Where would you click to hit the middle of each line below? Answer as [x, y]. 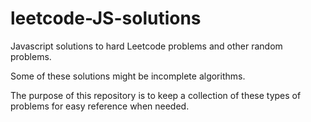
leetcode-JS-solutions [106, 18]
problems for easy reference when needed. [100, 106]
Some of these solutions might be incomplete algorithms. [128, 76]
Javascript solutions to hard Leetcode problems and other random [146, 46]
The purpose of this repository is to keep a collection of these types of [156, 95]
